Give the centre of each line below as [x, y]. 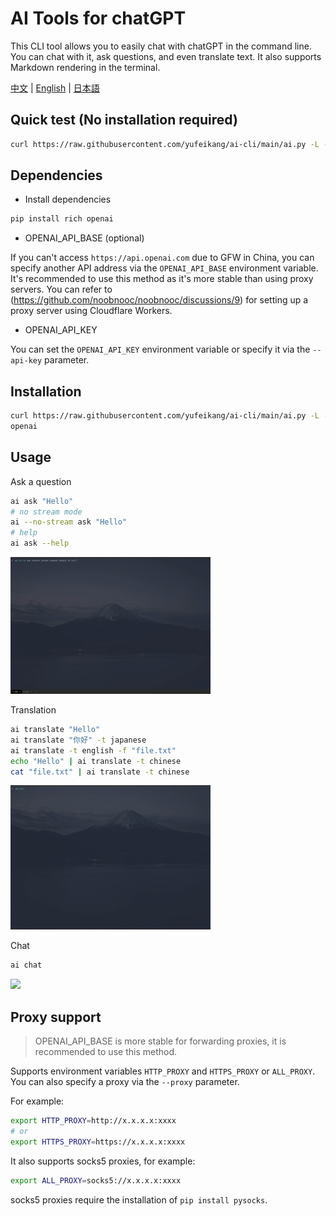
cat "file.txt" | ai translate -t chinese [100, 772]
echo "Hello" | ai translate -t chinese [96, 761]
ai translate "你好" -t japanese [78, 740]
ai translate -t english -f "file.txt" [93, 750]
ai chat [26, 965]
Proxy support [56, 1017]
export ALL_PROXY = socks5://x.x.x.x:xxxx [96, 1180]
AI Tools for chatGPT [98, 18]
